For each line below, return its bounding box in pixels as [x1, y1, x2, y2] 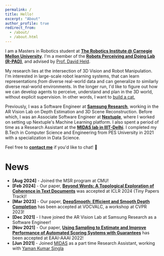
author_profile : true [5, 21, 49, 26]
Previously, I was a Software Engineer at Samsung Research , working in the [5, 103, 159, 109]
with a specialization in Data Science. [5, 134, 80, 140]
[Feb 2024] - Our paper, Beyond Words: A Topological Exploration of [12, 182, 154, 189]
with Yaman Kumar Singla [12, 245, 64, 251]
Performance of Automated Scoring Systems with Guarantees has [12, 230, 150, 235]
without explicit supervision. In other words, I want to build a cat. [5, 94, 136, 100]
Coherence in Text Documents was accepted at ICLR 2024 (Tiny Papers [12, 188, 160, 194]
